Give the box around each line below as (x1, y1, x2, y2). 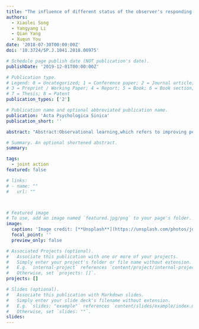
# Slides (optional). (6, 286, 60, 292)
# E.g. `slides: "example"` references (6, 303, 110, 309)
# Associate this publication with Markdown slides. (6, 292, 145, 298)
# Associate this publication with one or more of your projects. (6, 254, 179, 260)
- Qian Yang (11, 31, 41, 37)
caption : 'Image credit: (11, 226, 73, 232)
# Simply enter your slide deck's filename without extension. (6, 298, 171, 303)
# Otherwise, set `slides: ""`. (6, 308, 92, 315)
